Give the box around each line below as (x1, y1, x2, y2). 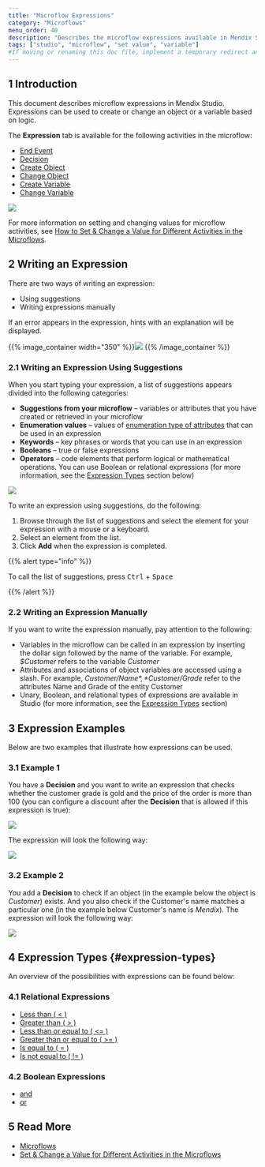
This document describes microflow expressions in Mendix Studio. (8, 98, 225, 107)
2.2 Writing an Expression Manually (8, 606, 147, 617)
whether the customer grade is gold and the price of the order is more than (8, 789, 252, 798)
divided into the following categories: (8, 388, 129, 397)
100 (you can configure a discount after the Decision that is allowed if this (8, 797, 248, 806)
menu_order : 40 (8, 26, 58, 34)
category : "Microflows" (8, 19, 87, 27)
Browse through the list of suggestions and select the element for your (19, 516, 250, 525)
